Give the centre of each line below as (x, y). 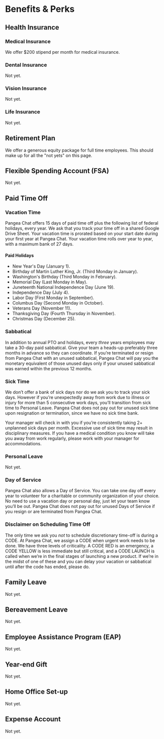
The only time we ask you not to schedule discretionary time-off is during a (82, 535)
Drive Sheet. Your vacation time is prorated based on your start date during (82, 233)
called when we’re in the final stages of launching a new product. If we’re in (82, 556)
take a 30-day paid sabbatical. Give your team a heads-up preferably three (82, 348)
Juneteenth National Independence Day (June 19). (63, 287)
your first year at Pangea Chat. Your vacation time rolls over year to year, (79, 239)
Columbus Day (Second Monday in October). (58, 303)
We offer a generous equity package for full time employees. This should (79, 150)
